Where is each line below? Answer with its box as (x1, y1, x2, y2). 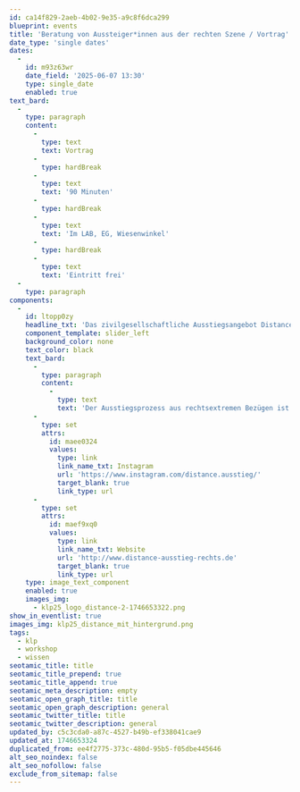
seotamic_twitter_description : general (9, 720, 158, 729)
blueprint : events (9, 21, 78, 30)
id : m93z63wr (25, 63, 74, 72)
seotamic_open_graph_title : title (9, 695, 138, 704)
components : (9, 296, 54, 305)
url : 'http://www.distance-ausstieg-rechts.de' (56, 553, 238, 562)
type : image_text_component (25, 578, 129, 587)
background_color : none (25, 337, 114, 346)
